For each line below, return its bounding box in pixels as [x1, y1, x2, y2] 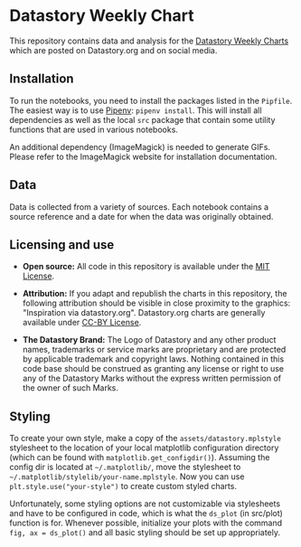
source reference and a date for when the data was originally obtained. [9, 211, 274, 222]
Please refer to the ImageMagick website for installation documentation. [9, 151, 277, 162]
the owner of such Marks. [22, 382, 119, 393]
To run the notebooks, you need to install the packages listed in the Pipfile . [9, 95, 293, 106]
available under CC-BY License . [22, 317, 142, 328]
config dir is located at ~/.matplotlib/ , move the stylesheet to [9, 462, 241, 473]
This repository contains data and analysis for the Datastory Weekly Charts [9, 35, 289, 46]
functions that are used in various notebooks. [9, 124, 179, 135]
